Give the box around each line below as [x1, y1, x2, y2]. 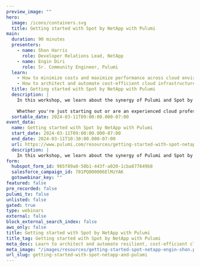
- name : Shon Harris [17, 48, 68, 54]
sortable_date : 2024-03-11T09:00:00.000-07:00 [11, 114, 129, 120]
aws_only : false [6, 224, 46, 230]
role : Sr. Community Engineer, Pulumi [21, 64, 118, 70]
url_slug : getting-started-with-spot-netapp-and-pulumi [6, 252, 148, 258]
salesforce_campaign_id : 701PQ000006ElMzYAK [11, 169, 124, 175]
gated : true [6, 202, 36, 208]
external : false [6, 213, 46, 219]
